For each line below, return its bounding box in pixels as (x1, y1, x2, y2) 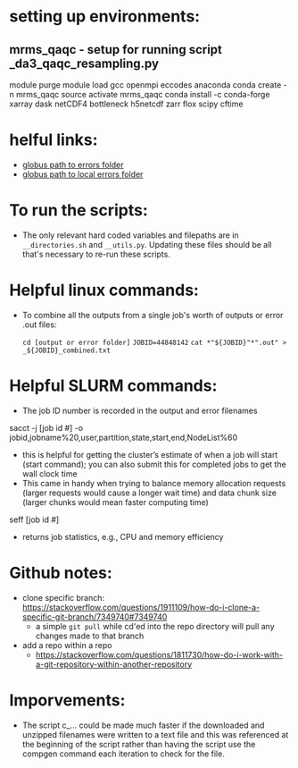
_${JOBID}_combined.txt (21, 346, 112, 355)
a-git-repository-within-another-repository (35, 659, 193, 670)
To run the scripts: (9, 200, 149, 221)
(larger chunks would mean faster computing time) (21, 496, 210, 507)
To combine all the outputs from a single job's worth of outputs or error (21, 309, 284, 320)
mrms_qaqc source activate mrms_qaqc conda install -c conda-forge (16, 89, 270, 99)
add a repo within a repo (21, 639, 112, 650)
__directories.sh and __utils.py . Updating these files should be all (21, 239, 272, 249)
